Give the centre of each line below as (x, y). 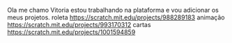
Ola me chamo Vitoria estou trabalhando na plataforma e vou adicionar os (113, 10)
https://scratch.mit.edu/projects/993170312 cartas (79, 25)
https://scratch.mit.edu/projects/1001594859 (71, 32)
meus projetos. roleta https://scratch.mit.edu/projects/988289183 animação (116, 17)
